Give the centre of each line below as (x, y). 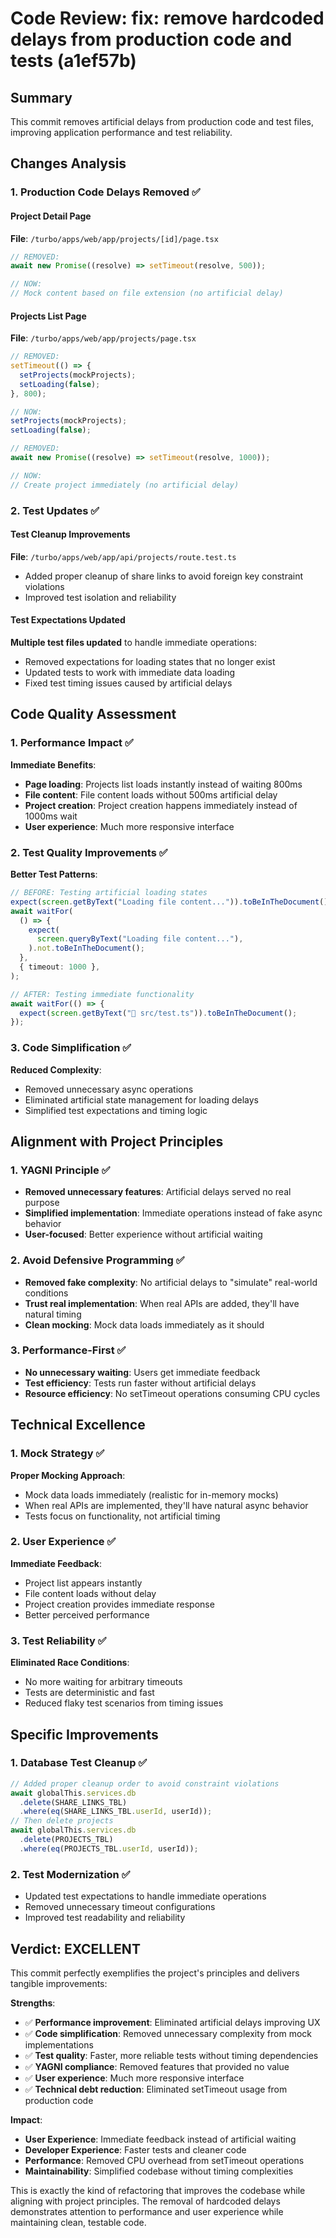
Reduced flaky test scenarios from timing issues (124, 1703)
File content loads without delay (90, 1593)
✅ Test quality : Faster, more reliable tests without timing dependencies (171, 2055)
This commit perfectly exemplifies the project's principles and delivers (155, 1973)
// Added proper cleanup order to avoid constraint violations (145, 1783)
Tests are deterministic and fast (89, 1693)
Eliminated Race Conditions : (70, 1663)
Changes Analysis (68, 163)
